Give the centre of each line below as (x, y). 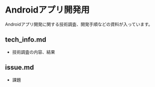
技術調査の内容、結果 (33, 52)
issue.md (19, 67)
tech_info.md (26, 40)
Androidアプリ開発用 (48, 10)
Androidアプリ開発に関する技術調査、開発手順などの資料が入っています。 (79, 24)
